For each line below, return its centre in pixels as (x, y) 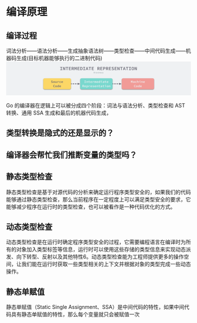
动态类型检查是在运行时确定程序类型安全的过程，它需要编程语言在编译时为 (96, 242)
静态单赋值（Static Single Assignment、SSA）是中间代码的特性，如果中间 (95, 307)
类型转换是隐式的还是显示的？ (60, 133)
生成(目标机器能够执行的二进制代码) (59, 58)
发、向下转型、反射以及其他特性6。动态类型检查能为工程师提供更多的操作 (95, 257)
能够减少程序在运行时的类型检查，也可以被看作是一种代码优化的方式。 (91, 207)
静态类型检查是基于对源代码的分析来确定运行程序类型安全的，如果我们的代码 (98, 192)
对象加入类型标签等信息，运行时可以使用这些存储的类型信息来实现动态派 (103, 250)
